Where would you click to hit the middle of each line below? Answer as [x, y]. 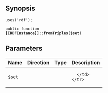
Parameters [24, 49]
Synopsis [20, 8]
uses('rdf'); [19, 20]
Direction [38, 62]
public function [22, 29]
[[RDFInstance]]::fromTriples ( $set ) [43, 33]
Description [86, 62]
